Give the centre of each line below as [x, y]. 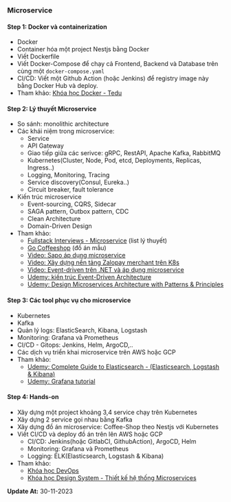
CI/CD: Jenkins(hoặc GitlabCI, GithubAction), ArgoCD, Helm [112, 441]
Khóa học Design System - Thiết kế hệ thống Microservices [112, 478]
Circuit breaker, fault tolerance [70, 190]
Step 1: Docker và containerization [57, 27]
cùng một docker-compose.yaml [61, 71]
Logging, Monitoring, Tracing [68, 175]
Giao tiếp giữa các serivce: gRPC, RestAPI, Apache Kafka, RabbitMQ [124, 153]
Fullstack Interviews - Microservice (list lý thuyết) [97, 241]
